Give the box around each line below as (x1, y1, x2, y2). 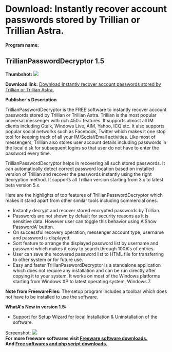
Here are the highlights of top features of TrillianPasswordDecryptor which (5, 192, 163, 198)
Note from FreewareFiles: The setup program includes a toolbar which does (5, 288, 167, 294)
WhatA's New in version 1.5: (5, 304, 67, 310)
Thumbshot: (5, 71, 32, 77)
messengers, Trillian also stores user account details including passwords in (5, 139, 167, 145)
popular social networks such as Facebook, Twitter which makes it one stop (5, 128, 166, 134)
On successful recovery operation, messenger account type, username (12, 229, 164, 235)
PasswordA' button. (12, 224, 54, 230)
